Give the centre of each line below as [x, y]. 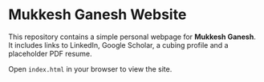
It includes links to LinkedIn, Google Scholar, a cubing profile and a [118, 45]
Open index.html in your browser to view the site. [90, 68]
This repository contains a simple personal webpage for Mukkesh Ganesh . [132, 37]
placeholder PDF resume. [50, 53]
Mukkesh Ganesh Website [97, 15]
